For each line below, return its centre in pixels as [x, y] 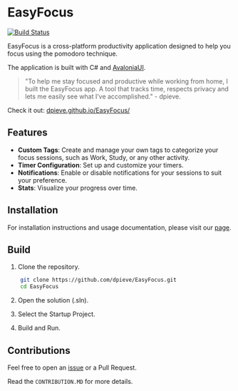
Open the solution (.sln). [53, 300]
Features [27, 133]
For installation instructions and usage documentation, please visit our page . [119, 227]
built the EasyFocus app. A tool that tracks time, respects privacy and [127, 88]
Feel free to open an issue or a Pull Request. [72, 367]
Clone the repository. [48, 267]
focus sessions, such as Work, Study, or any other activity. [104, 157]
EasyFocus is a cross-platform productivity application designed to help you [119, 46]
